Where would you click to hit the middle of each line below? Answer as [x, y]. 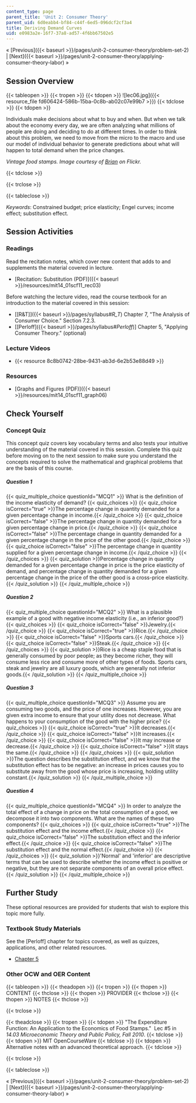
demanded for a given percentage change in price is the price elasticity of [95, 565]
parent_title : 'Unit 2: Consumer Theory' [57, 17]
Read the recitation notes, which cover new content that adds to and [88, 261]
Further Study [32, 893]
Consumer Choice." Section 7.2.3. [55, 320]
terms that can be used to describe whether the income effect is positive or [97, 862]
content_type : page [30, 11]
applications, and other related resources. [56, 947]
